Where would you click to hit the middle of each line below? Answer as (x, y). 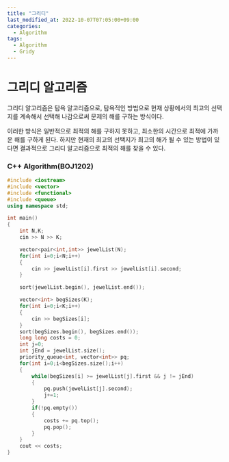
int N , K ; (32, 231)
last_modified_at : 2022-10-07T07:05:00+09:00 (73, 20)
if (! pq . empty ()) (55, 408)
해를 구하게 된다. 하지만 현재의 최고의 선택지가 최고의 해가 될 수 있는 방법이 (113, 139)
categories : (24, 26)
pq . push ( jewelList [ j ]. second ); (88, 389)
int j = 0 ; (32, 344)
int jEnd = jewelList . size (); (63, 351)
